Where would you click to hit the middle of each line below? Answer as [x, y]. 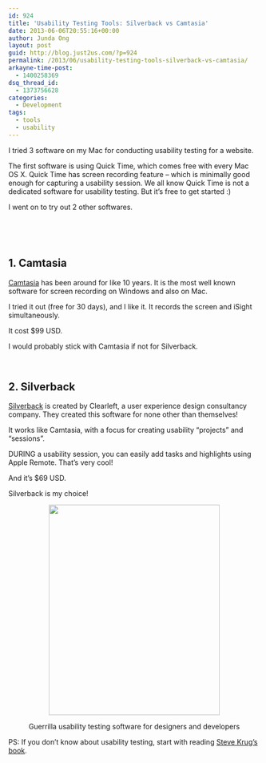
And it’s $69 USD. [37, 478]
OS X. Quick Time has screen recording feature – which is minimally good [129, 174]
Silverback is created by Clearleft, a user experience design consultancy [128, 406]
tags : [17, 113]
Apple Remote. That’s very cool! [61, 462]
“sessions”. [27, 438]
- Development [39, 105]
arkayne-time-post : [41, 68]
